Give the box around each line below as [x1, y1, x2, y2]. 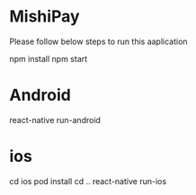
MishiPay [9, 6, 80, 27]
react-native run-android [9, 114, 102, 125]
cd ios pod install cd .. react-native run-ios [9, 175, 167, 186]
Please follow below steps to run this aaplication [9, 36, 188, 47]
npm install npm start [9, 53, 88, 64]
